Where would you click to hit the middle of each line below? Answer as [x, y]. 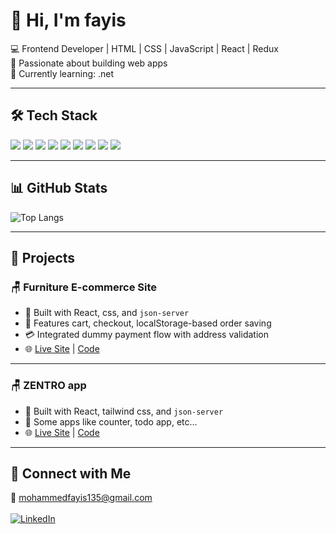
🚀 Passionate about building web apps [89, 63]
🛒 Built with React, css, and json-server [107, 313]
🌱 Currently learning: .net [62, 73]
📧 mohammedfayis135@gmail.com [81, 498]
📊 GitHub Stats [59, 188]
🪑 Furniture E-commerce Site [84, 287]
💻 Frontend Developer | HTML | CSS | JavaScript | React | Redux [144, 48]
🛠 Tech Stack [54, 115]
